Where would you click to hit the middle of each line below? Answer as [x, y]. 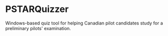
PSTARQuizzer [37, 9]
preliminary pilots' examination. [38, 28]
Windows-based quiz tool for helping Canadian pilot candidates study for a [84, 23]
